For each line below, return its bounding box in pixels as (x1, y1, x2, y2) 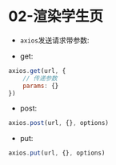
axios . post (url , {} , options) (8, 119, 110, 127)
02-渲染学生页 (8, 7, 104, 26)
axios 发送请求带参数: (19, 35, 90, 45)
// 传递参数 (22, 74, 58, 82)
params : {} (22, 82, 59, 90)
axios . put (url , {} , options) (8, 149, 106, 157)
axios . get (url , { (8, 66, 66, 74)
